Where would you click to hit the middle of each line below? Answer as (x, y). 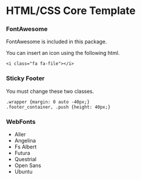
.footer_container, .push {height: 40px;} (58, 107)
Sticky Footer (25, 78)
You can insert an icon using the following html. (63, 53)
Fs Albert (25, 147)
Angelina (25, 141)
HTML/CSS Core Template (71, 11)
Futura (22, 153)
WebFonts (21, 122)
